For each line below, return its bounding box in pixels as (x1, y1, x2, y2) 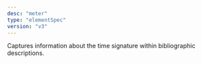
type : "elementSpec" (7, 17, 67, 23)
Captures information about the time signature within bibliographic (7, 42, 196, 50)
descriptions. (7, 49, 45, 57)
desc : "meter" (7, 10, 48, 17)
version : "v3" (7, 23, 48, 30)
